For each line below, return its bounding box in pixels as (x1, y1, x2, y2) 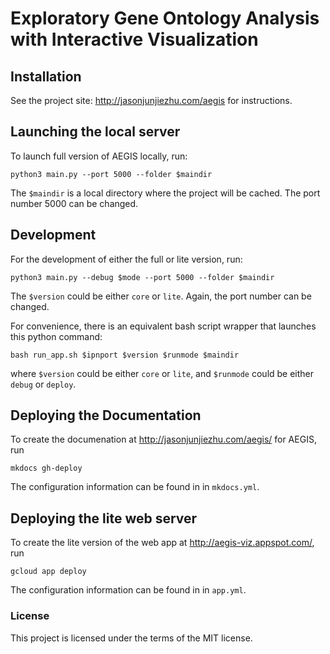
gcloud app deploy (10, 567, 87, 577)
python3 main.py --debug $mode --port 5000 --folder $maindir (10, 272, 275, 282)
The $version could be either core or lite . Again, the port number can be (10, 290, 312, 302)
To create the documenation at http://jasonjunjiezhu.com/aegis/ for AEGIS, (10, 433, 317, 446)
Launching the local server (10, 123, 181, 141)
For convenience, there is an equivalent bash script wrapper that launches (10, 320, 317, 332)
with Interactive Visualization (10, 28, 259, 51)
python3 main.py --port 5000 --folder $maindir (10, 169, 213, 179)
